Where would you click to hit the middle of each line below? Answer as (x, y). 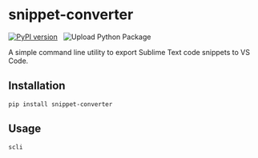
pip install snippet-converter (60, 104)
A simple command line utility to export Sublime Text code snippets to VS (129, 52)
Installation (37, 86)
